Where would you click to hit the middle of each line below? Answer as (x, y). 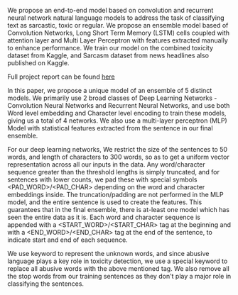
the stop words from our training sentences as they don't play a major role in (119, 276)
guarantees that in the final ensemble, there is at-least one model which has (118, 210)
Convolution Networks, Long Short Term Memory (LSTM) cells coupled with (118, 33)
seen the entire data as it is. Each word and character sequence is (104, 217)
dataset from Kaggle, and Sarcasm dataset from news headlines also (108, 55)
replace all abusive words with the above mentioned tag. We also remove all (118, 268)
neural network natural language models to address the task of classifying (116, 18)
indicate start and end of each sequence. (67, 240)
